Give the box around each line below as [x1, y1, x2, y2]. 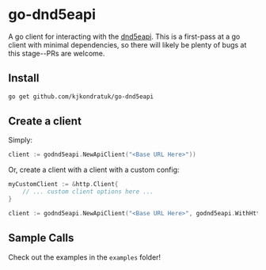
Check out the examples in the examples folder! [8, 252, 161, 262]
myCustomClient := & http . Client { [8, 181, 119, 188]
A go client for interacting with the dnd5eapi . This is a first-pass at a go [8, 32, 241, 41]
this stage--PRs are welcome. [8, 48, 105, 58]
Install [8, 71, 40, 85]
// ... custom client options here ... [22, 188, 154, 196]
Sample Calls [8, 231, 74, 245]
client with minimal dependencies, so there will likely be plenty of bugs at [8, 40, 247, 49]
